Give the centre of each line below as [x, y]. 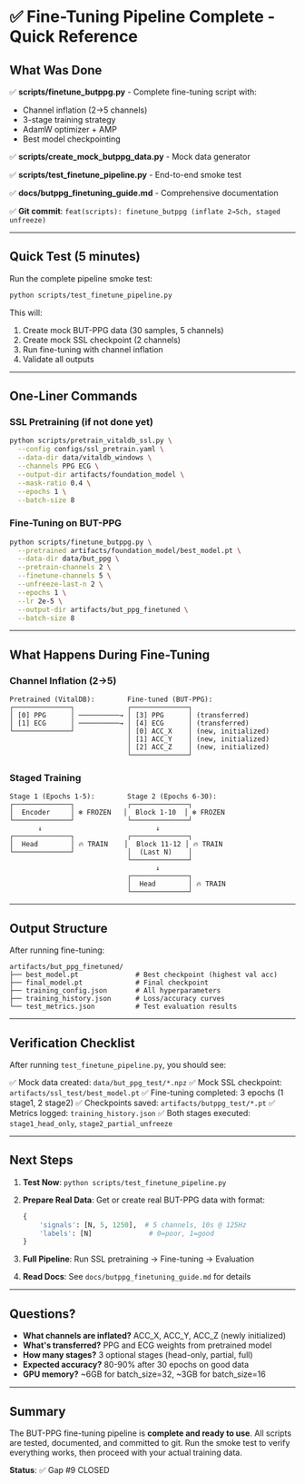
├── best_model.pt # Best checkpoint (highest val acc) [144, 975]
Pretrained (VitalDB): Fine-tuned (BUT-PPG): [111, 700]
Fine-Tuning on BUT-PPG [66, 523]
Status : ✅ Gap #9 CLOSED [60, 1469]
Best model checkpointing [71, 139]
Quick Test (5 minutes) [75, 257]
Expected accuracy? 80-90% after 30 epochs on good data [136, 1365]
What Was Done [56, 70]
